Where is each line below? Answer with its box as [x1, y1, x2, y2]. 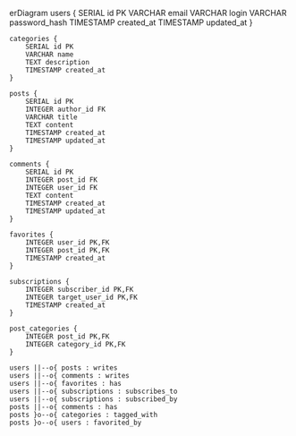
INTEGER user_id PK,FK [25, 238, 110, 247]
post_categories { [9, 324, 78, 333]
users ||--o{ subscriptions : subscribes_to [9, 387, 178, 396]
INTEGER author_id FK [25, 105, 106, 114]
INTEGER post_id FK [25, 175, 98, 184]
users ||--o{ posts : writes [9, 363, 118, 372]
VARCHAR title [25, 113, 78, 122]
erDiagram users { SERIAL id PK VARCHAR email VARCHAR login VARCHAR [9, 8, 287, 18]
